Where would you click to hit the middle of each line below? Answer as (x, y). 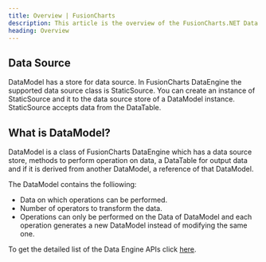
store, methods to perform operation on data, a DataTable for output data (128, 160)
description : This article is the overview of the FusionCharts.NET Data (133, 23)
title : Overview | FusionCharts (62, 16)
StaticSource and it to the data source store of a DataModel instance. (121, 99)
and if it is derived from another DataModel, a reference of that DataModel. (131, 169)
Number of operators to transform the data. (91, 208)
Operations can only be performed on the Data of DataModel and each (136, 217)
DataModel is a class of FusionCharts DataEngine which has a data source (130, 152)
